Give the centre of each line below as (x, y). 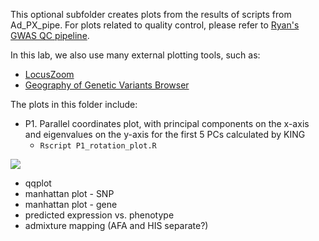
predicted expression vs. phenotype (99, 215)
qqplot (38, 183)
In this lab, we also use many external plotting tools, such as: (135, 55)
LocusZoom (49, 74)
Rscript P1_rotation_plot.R (98, 146)
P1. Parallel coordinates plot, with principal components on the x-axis (167, 123)
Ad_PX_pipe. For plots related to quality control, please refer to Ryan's (155, 25)
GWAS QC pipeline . (50, 35)
